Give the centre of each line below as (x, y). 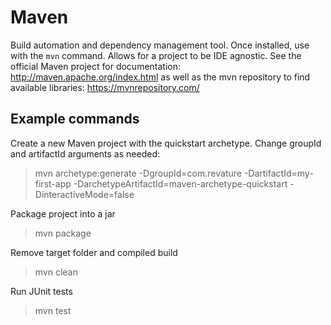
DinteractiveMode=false (84, 194)
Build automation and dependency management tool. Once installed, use (160, 45)
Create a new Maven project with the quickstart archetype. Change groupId (166, 143)
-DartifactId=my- (278, 173)
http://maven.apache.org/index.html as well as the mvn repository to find (160, 77)
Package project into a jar (63, 213)
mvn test (53, 310)
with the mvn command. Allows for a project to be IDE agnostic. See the (156, 55)
